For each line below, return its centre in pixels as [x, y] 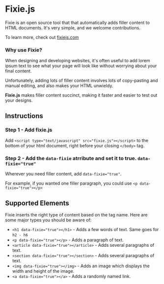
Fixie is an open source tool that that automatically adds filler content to [77, 23]
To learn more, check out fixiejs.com [42, 37]
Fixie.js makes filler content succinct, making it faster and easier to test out [81, 95]
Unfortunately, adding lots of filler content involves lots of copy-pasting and [82, 81]
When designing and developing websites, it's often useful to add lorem [78, 61]
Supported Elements [37, 203]
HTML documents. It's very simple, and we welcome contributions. [73, 27]
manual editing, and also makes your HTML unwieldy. [59, 86]
